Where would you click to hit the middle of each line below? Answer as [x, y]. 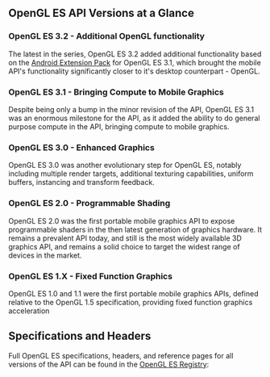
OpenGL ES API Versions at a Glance [102, 13]
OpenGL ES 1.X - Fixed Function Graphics [91, 276]
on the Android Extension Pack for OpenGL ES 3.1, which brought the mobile [135, 62]
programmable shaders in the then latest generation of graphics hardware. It [135, 229]
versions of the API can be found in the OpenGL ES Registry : [109, 364]
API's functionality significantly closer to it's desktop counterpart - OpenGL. [134, 71]
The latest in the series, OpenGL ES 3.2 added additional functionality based [135, 54]
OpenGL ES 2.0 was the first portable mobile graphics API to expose [122, 220]
